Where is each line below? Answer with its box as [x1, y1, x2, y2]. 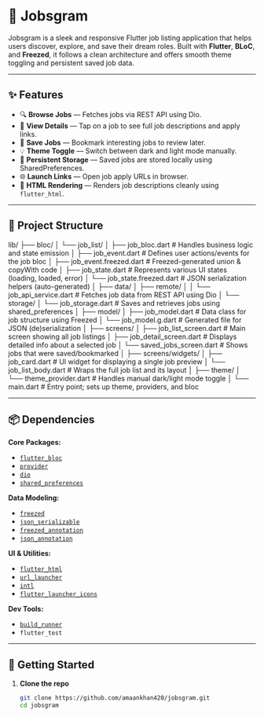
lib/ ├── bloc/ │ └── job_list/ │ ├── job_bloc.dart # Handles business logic [8, 240, 254, 249]
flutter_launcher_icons [19, 590, 98, 598]
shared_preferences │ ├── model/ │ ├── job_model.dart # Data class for [8, 307, 247, 316]
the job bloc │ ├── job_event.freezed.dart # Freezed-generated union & [8, 256, 241, 266]
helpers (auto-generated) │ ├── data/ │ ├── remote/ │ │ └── [8, 281, 211, 291]
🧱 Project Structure [8, 219, 104, 233]
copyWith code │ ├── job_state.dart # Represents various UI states [8, 265, 228, 274]
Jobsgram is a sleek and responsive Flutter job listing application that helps [8, 33, 252, 42]
